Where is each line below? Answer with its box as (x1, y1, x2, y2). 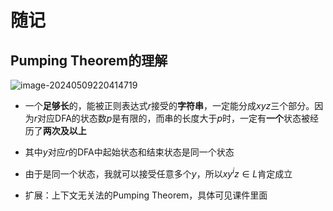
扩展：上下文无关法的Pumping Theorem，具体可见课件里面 (24, 189, 268, 201)
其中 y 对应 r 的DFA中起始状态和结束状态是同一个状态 (24, 146, 235, 158)
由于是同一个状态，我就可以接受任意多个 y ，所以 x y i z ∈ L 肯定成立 (24, 166, 293, 180)
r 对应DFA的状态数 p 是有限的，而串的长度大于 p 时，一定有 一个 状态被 (33, 112, 311, 124)
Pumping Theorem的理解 (10, 52, 168, 69)
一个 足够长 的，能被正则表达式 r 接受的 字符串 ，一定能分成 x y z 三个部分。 (24, 100, 315, 111)
